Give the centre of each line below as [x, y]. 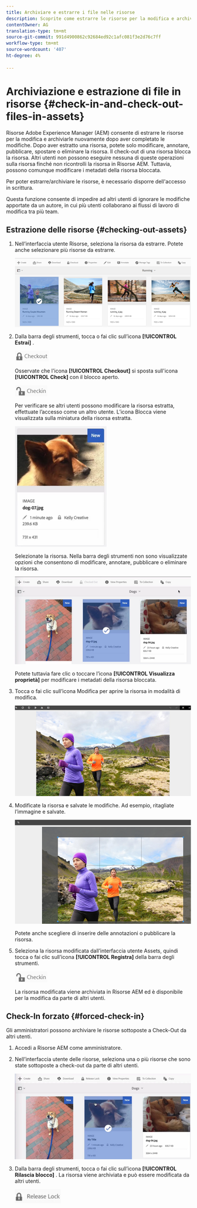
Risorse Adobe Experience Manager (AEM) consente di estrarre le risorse [95, 132]
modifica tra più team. [33, 211]
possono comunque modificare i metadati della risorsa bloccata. [84, 170]
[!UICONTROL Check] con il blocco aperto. [67, 377]
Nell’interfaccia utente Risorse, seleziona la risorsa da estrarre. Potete [99, 244]
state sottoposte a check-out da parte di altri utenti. [77, 1066]
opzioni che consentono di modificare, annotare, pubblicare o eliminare [101, 562]
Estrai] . [24, 343]
